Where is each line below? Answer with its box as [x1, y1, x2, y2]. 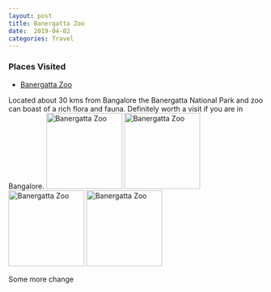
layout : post [8, 11, 53, 20]
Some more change [8, 274, 74, 284]
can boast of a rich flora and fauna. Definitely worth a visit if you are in [8, 104, 243, 113]
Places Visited [8, 61, 66, 73]
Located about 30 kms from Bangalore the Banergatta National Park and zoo [8, 95, 264, 105]
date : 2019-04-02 [8, 27, 70, 35]
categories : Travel [8, 34, 74, 43]
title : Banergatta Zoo [8, 19, 85, 28]
